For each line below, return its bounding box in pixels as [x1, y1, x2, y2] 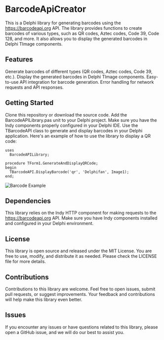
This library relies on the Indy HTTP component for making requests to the [5, 210, 157, 216]
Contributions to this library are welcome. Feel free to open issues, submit [5, 286, 156, 292]
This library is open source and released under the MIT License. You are [5, 248, 152, 254]
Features [5, 56, 33, 64]
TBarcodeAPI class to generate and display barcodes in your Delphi [5, 127, 143, 133]
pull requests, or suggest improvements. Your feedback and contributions [5, 291, 155, 297]
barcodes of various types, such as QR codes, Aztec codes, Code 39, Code [5, 30, 160, 36]
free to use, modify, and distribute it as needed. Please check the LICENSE [5, 253, 157, 259]
